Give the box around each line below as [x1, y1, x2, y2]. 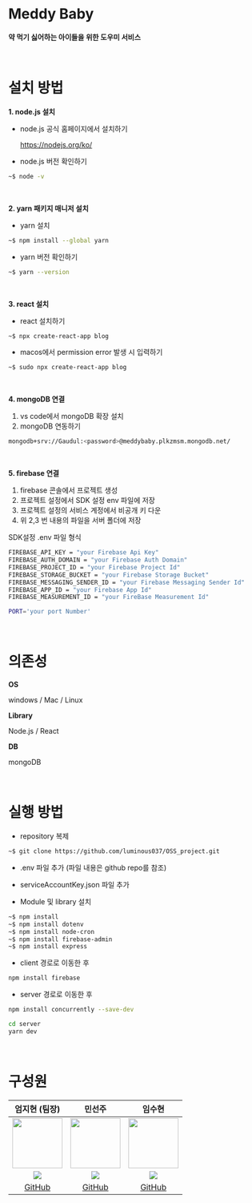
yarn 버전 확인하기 [19, 251, 78, 261]
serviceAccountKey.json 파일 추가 [19, 879, 130, 889]
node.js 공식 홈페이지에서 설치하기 [19, 123, 128, 133]
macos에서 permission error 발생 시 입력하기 [19, 348, 163, 357]
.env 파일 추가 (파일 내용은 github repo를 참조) [19, 863, 167, 872]
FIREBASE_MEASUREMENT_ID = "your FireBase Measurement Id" [8, 593, 210, 601]
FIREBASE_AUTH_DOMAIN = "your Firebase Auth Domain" [8, 556, 188, 564]
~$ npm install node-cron [8, 927, 94, 935]
